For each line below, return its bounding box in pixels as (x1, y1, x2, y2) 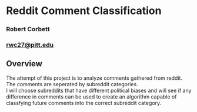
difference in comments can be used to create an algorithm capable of (6, 93, 177, 100)
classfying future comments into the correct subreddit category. (6, 99, 162, 106)
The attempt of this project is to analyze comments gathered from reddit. (6, 74, 182, 82)
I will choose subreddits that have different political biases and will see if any (6, 87, 192, 94)
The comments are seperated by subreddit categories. (6, 80, 138, 87)
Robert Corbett (6, 25, 50, 33)
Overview (6, 59, 43, 69)
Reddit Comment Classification (6, 4, 162, 18)
